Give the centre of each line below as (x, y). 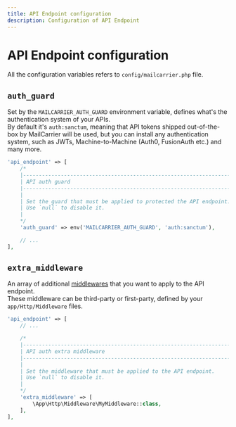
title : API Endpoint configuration (59, 14)
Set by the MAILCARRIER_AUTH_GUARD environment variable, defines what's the (117, 112)
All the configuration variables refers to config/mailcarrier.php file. (105, 75)
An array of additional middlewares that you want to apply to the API (106, 284)
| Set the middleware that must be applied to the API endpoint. (118, 371)
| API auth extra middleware (63, 351)
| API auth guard (45, 181)
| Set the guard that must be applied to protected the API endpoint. (125, 201)
